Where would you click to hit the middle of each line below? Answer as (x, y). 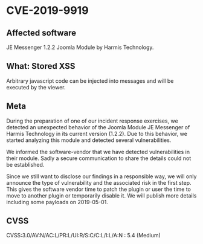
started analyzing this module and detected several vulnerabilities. (89, 140)
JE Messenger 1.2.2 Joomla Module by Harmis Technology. (80, 47)
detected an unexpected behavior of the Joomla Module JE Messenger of (98, 127)
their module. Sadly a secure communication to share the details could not (99, 158)
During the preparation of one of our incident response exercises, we (92, 121)
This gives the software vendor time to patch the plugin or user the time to (99, 189)
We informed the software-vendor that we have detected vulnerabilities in (98, 152)
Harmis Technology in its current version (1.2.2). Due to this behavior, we (97, 133)
